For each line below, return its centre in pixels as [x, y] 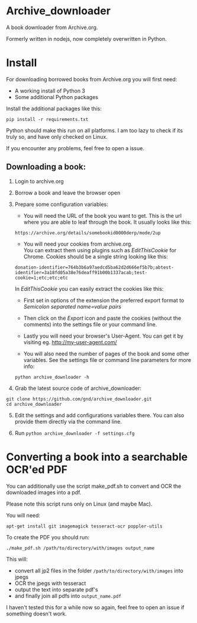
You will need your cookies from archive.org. [78, 244]
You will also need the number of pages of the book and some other [106, 354]
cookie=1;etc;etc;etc [41, 278]
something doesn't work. [36, 614]
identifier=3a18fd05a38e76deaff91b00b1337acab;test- [81, 272]
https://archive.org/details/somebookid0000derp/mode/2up [88, 233]
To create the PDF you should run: [48, 537]
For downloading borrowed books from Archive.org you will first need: [92, 79]
